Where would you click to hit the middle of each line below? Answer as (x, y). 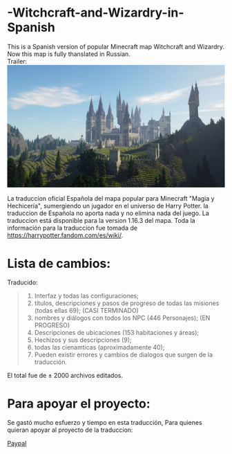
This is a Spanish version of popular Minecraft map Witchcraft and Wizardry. (116, 46)
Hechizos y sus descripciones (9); (83, 340)
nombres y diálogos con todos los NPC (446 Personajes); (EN (122, 318)
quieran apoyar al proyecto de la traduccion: (70, 430)
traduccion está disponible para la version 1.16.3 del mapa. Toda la (101, 221)
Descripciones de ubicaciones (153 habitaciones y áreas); (117, 333)
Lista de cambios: (59, 263)
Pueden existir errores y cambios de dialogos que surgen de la (123, 355)
